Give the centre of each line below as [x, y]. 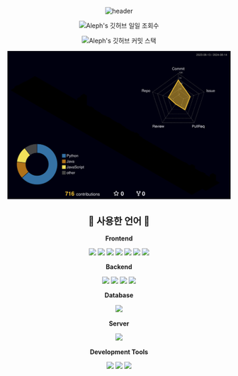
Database [119, 295]
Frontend [119, 238]
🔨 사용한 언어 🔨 [119, 221]
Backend [119, 267]
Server [119, 324]
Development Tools [119, 352]
